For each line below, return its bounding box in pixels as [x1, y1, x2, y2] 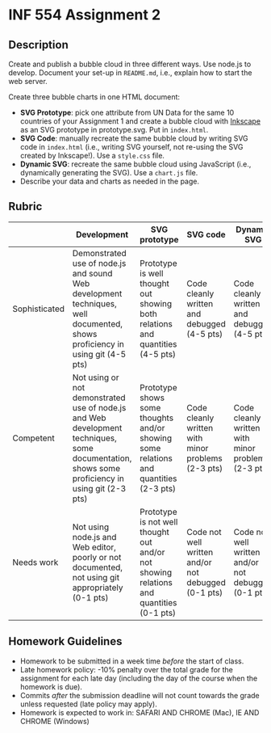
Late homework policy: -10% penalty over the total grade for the [19, 664, 234, 674]
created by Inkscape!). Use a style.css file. [19, 151, 165, 160]
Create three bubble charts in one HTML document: [8, 92, 180, 102]
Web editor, [72, 541, 117, 553]
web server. [8, 77, 48, 86]
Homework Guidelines [8, 634, 123, 648]
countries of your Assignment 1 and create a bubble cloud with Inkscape [19, 116, 261, 126]
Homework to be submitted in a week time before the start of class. [19, 656, 244, 666]
